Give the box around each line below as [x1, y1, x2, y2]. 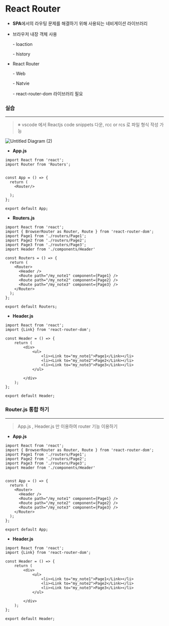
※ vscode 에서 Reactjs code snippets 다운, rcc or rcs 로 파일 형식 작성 [17, 122, 158, 128]
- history [12, 51, 31, 57]
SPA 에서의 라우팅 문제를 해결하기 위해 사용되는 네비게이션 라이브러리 [12, 20, 148, 26]
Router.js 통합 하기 [5, 406, 49, 413]
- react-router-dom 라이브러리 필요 [12, 90, 83, 96]
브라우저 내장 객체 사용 [12, 31, 57, 37]
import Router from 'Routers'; [5, 162, 71, 167]
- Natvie [12, 80, 30, 86]
